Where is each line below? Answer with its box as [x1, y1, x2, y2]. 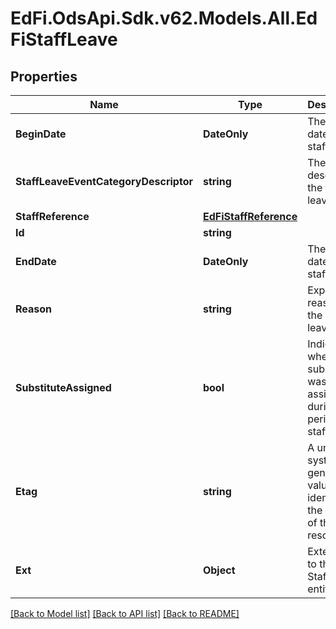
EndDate [15, 255, 57, 268]
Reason [15, 302, 53, 316]
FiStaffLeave [10, 28, 118, 51]
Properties [10, 68, 78, 85]
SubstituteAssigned [15, 381, 112, 394]
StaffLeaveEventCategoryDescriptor [15, 175, 193, 188]
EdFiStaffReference [202, 210, 298, 223]
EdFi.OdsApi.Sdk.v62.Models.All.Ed [10, 7, 318, 30]
